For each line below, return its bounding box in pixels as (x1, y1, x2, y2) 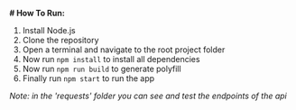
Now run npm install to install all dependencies (22, 54, 200, 64)
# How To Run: (9, 8, 65, 18)
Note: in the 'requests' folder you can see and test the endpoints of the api (9, 90, 287, 101)
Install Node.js (22, 25, 76, 35)
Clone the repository (22, 35, 99, 45)
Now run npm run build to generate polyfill (22, 63, 182, 74)
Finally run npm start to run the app (22, 73, 155, 84)
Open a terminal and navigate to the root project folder (22, 44, 226, 55)
